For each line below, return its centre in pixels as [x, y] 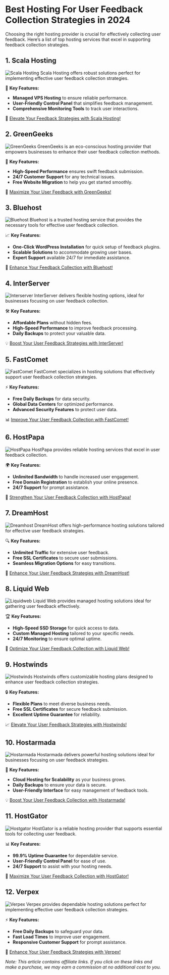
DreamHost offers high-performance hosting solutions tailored [99, 525]
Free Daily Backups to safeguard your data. [58, 931]
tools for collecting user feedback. [41, 834]
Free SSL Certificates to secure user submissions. [65, 558]
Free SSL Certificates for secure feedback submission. [70, 709]
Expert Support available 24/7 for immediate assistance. [71, 258]
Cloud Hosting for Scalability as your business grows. [69, 779]
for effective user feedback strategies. [45, 530]
